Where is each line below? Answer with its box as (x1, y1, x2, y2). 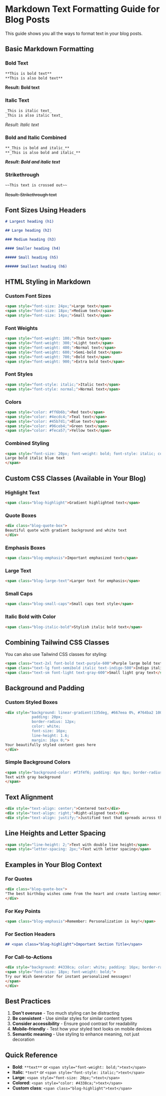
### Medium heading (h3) (5, 237, 56, 242)
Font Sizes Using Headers (5, 206, 86, 214)
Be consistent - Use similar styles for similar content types (12, 1016, 132, 1022)
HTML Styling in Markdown (5, 278, 91, 286)
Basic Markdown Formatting (5, 45, 94, 53)
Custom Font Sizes (5, 293, 51, 300)
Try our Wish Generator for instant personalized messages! (5, 974, 132, 979)
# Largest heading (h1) (5, 219, 54, 224)
